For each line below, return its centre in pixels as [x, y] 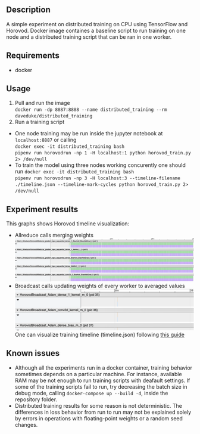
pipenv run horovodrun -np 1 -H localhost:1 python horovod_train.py [103, 153]
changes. [26, 424]
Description [28, 10]
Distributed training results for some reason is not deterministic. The [99, 405]
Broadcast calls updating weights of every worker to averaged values [100, 286]
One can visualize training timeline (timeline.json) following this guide [99, 334]
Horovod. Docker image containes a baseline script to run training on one [96, 30]
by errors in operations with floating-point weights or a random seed [99, 418]
